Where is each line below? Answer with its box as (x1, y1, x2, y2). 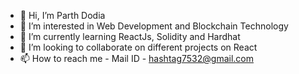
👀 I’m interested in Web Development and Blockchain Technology (19, 20, 289, 32)
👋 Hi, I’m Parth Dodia (19, 10, 106, 21)
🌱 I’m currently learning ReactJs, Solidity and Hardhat (19, 31, 241, 42)
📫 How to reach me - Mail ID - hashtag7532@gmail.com (19, 53, 254, 64)
